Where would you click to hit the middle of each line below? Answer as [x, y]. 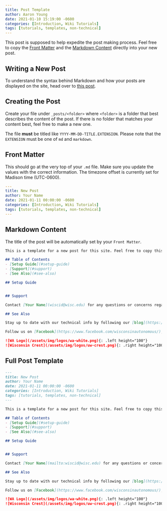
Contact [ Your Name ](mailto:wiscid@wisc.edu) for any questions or [77, 463]
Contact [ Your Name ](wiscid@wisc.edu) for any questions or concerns [79, 305]
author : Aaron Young [27, 14]
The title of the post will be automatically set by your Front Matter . [73, 241]
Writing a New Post [36, 68]
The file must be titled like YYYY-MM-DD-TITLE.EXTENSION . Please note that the [83, 134]
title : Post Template [28, 10]
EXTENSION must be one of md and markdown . [49, 139]
